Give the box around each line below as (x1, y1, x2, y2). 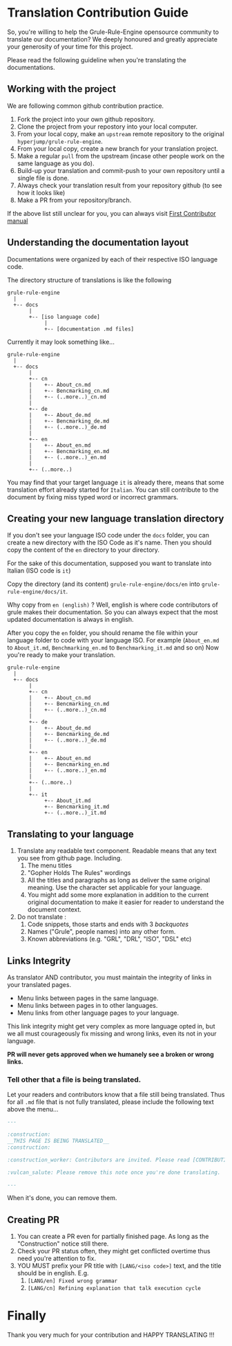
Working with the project (7, 83, 116, 95)
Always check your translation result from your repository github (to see (17, 181, 222, 190)
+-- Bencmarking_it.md (43, 804, 110, 811)
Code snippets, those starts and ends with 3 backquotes (27, 920, 188, 928)
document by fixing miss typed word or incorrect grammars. (7, 492, 179, 501)
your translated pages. (7, 981, 71, 988)
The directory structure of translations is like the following (7, 275, 172, 284)
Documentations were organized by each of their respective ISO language (7, 255, 218, 264)
